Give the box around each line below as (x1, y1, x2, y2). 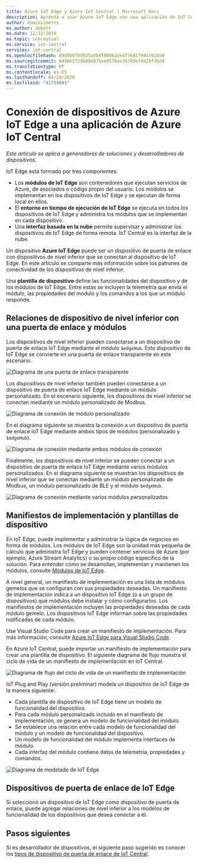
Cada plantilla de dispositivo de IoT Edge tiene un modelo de (14, 698, 162, 705)
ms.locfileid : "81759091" (6, 80, 70, 86)
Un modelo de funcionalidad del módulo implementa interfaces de (14, 735, 176, 743)
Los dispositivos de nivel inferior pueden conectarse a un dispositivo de (6, 338, 181, 345)
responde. (6, 296, 31, 303)
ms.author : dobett (6, 25, 51, 31)
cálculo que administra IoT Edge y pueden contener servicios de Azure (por (6, 548, 190, 555)
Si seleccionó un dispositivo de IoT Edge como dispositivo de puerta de (6, 799, 180, 806)
